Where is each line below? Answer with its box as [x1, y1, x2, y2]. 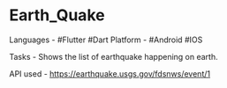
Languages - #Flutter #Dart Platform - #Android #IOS [9, 34, 203, 45]
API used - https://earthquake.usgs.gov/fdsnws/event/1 [9, 68, 210, 79]
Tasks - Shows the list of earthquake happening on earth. [9, 51, 218, 62]
